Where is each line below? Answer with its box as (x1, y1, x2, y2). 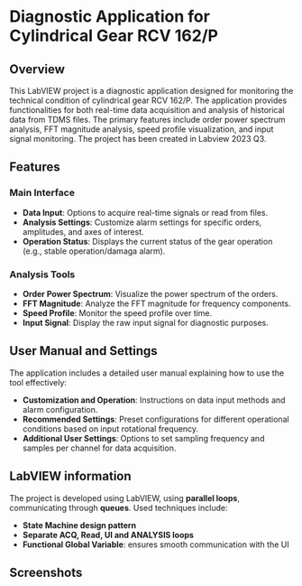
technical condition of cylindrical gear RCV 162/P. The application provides (9, 95, 288, 106)
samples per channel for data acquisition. (22, 442, 177, 453)
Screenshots (9, 565, 83, 580)
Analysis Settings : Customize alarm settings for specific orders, (22, 217, 262, 228)
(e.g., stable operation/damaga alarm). (22, 246, 166, 256)
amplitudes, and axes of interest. (22, 226, 144, 237)
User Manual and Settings (9, 343, 158, 358)
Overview (9, 61, 66, 77)
